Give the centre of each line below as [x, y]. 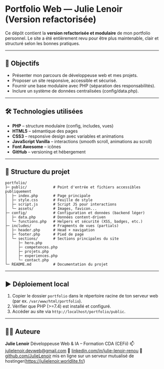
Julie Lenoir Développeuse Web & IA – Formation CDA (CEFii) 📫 [70, 344]
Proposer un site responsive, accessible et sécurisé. [65, 80]
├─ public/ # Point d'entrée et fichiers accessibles [73, 187]
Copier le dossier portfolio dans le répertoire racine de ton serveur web [85, 296]
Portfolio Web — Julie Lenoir [64, 9]
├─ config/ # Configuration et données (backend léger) [75, 213]
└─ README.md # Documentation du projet [57, 265]
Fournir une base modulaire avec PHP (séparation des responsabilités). [84, 86]
